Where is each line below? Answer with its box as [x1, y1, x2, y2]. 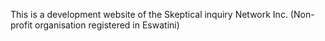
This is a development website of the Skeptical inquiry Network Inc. [10, 9, 288, 20]
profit [10, 19, 33, 31]
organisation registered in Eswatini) [34, 19, 180, 31]
